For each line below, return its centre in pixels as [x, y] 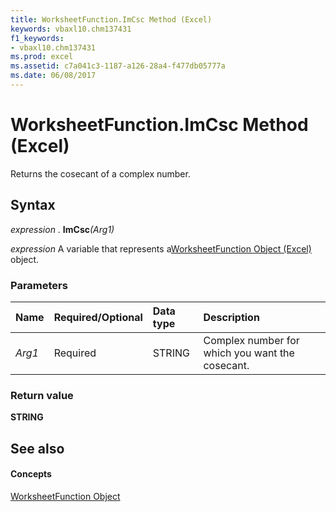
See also [37, 448]
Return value [42, 395]
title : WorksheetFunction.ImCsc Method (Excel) [111, 19]
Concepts [31, 474]
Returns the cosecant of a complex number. [100, 173]
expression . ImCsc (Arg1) [62, 229]
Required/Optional [98, 317]
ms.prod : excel [42, 57]
